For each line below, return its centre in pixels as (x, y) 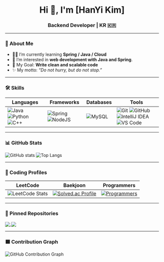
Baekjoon (74, 185)
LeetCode (28, 185)
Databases (99, 102)
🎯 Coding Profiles (26, 173)
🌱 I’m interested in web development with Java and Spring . (72, 59)
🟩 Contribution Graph (32, 242)
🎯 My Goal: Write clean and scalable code (55, 65)
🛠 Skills (15, 87)
